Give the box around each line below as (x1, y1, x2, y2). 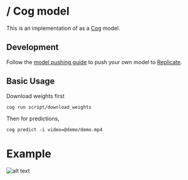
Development (6, 42, 59, 52)
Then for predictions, (6, 115, 59, 122)
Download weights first (6, 92, 65, 99)
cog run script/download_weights (6, 104, 92, 110)
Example (6, 146, 51, 160)
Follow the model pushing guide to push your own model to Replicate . (6, 58, 182, 65)
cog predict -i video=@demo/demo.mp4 (6, 126, 103, 132)
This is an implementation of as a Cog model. (6, 24, 121, 32)
